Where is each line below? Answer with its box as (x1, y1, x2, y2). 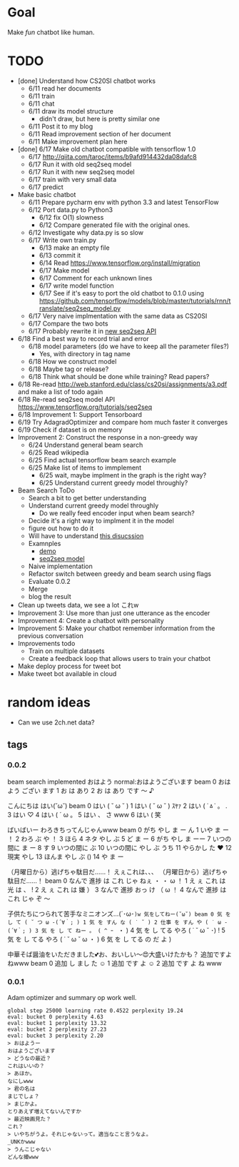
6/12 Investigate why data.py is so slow (28, 228, 144, 236)
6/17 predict (28, 183, 64, 191)
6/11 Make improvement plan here (28, 137, 128, 146)
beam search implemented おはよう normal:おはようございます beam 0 (7, 777, 217, 786)
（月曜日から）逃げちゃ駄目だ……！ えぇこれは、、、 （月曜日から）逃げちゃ (7, 867, 228, 876)
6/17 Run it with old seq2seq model (28, 160, 132, 168)
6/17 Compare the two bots (28, 319, 108, 328)
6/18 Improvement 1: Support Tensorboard (17, 410, 143, 418)
